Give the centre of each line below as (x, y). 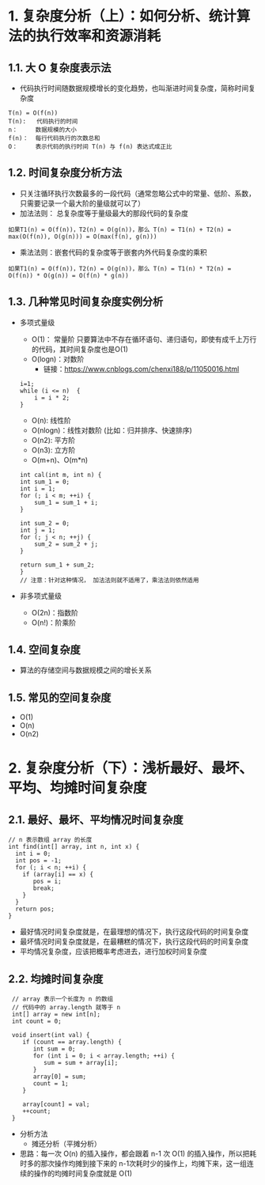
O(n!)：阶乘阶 (54, 623)
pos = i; (47, 882)
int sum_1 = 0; (45, 482)
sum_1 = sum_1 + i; (66, 502)
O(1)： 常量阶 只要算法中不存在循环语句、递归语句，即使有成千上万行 (144, 339)
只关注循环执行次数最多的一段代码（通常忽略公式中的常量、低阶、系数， (137, 193)
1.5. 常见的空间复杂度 (60, 697)
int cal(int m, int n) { (61, 475)
